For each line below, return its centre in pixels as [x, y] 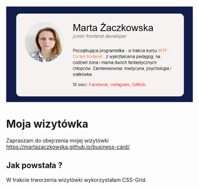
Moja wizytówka [47, 124]
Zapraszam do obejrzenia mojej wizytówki [57, 141]
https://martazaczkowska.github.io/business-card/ [68, 147]
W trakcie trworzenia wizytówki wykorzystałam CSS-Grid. [76, 179]
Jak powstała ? [34, 166]
